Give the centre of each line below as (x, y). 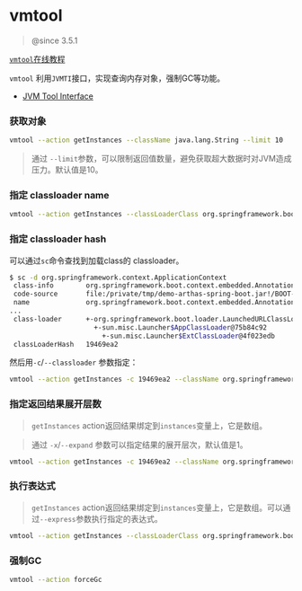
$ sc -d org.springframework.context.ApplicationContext (118, 278)
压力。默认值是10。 (67, 170)
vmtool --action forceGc (56, 579)
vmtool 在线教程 (37, 58)
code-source (36, 294)
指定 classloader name (59, 196)
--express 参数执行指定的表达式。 (101, 518)
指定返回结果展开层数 (55, 404)
